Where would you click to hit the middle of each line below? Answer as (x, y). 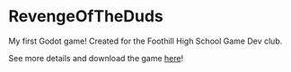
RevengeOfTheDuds (86, 16)
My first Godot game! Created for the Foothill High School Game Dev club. (145, 41)
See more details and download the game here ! (96, 58)
